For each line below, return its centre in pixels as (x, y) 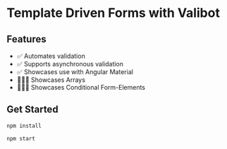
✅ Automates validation (51, 56)
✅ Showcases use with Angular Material (75, 72)
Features (26, 39)
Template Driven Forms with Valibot (113, 13)
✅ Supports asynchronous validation (70, 64)
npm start (21, 138)
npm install (24, 126)
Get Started (32, 110)
